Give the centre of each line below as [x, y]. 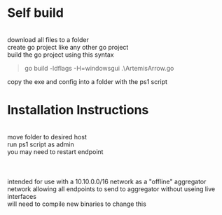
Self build [36, 13]
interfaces [22, 196]
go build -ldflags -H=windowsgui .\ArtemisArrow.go [99, 68]
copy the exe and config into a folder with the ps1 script [88, 81]
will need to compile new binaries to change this [77, 204]
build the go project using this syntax [61, 55]
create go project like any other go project [68, 47]
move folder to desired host [47, 137]
